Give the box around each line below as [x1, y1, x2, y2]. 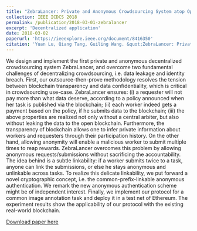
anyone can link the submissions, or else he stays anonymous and [6, 163, 166, 170]
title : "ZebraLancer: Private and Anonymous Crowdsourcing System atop [6, 8, 185, 15]
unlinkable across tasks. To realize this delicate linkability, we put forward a [6, 169, 188, 176]
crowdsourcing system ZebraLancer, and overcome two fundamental [6, 63, 173, 70]
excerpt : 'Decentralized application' [6, 25, 101, 31]
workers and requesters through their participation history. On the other [6, 132, 179, 139]
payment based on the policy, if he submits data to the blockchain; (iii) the [6, 107, 185, 114]
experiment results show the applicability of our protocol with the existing [6, 201, 184, 208]
